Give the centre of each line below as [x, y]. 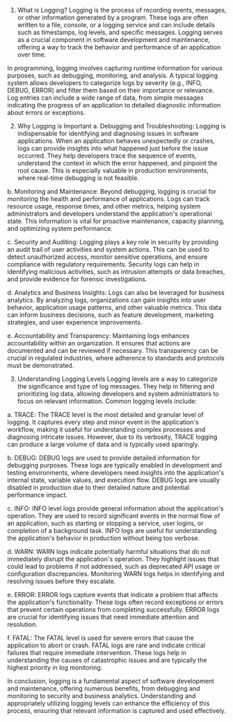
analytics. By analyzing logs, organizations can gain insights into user [107, 300]
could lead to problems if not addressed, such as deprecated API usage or [114, 566]
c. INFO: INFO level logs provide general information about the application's [115, 508]
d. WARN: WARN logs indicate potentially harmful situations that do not [109, 551]
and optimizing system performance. [60, 228]
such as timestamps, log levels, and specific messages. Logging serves [120, 32]
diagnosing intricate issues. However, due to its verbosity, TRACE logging [112, 437]
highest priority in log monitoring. [55, 668]
